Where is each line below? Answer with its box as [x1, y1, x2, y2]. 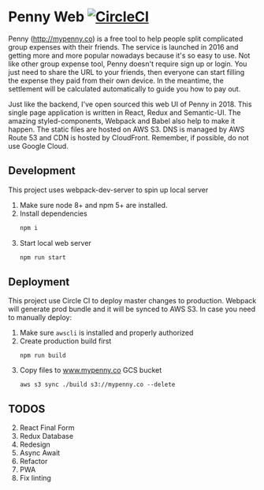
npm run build [19, 351, 66, 360]
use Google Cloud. [8, 141, 69, 150]
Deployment [8, 275, 70, 288]
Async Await [19, 448, 61, 458]
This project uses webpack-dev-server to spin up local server [8, 185, 209, 195]
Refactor [19, 457, 48, 466]
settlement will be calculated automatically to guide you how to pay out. [8, 84, 241, 94]
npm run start [19, 253, 66, 262]
